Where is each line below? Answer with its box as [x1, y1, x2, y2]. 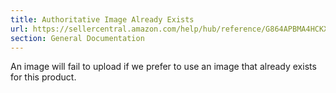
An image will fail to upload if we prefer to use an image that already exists [10, 61, 317, 73]
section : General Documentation [10, 33, 145, 43]
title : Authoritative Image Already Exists [10, 14, 195, 25]
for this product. [10, 71, 77, 83]
